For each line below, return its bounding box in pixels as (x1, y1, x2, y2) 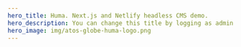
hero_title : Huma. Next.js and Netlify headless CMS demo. (7, 11, 209, 20)
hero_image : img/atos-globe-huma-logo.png (7, 26, 151, 34)
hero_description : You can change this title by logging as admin (7, 19, 234, 27)
